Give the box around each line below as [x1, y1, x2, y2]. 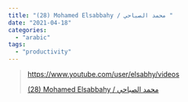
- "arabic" [15, 33, 51, 42]
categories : [8, 26, 47, 34]
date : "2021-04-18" [8, 19, 72, 27]
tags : [8, 41, 26, 49]
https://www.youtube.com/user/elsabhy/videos [27, 70, 180, 78]
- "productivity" [15, 48, 72, 56]
